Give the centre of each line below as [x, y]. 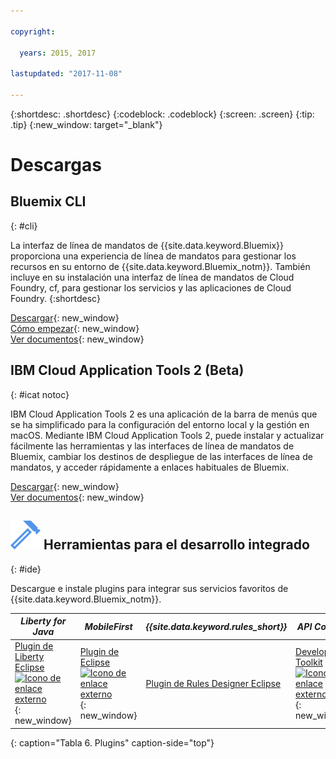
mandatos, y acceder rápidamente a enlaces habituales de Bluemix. [150, 467]
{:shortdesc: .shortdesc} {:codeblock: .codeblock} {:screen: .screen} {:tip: [162, 114]
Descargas [56, 165]
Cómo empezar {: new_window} [75, 328]
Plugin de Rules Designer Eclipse [213, 683]
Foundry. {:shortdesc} [55, 298]
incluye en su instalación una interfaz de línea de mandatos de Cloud [152, 277]
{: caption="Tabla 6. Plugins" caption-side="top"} [112, 742]
